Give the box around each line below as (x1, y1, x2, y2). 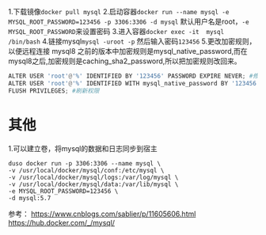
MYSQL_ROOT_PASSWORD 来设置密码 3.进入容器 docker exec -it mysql (8, 27, 224, 36)
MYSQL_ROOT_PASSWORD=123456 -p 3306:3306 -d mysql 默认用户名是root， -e (8, 17, 249, 26)
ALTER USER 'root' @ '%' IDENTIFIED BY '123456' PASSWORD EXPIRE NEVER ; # (8, 72, 253, 80)
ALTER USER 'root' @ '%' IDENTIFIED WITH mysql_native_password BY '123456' (8, 79, 260, 87)
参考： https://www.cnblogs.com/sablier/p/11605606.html (8, 209, 196, 218)
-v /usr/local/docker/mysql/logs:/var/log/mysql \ (8, 173, 179, 181)
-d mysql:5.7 (8, 194, 51, 202)
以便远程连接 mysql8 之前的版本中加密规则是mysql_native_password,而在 (8, 47, 248, 55)
